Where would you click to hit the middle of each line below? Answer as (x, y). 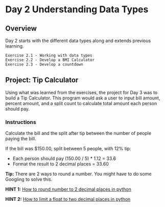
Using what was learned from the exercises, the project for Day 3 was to (81, 92)
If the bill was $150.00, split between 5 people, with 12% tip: (68, 149)
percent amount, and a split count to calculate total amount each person (81, 103)
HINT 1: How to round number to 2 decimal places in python (68, 189)
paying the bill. (21, 139)
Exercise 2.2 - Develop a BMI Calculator (50, 60)
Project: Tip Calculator (42, 80)
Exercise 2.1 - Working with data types (49, 55)
